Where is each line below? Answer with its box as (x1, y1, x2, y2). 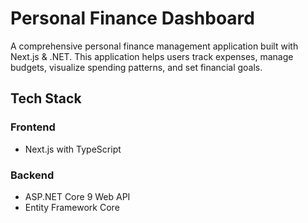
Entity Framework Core (24, 201, 120, 213)
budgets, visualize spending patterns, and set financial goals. (10, 61, 263, 73)
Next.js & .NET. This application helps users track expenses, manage (10, 50, 294, 62)
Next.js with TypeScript (24, 143, 122, 155)
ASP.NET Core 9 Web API (24, 190, 131, 202)
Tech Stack (10, 90, 82, 107)
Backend (10, 168, 55, 182)
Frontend (10, 120, 56, 134)
